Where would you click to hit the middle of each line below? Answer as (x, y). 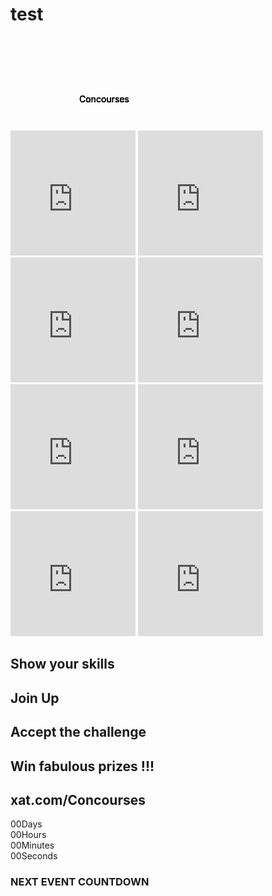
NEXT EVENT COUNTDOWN (80, 882)
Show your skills (62, 664)
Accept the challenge (78, 732)
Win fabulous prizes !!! (82, 766)
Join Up (35, 698)
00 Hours (28, 835)
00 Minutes (32, 845)
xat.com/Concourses (78, 799)
